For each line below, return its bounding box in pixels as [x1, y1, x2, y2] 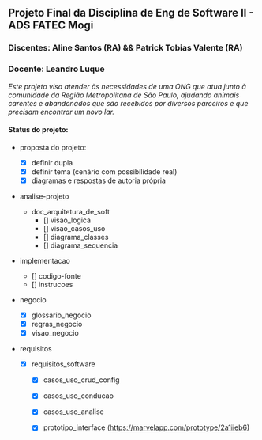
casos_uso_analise [43, 407, 104, 416]
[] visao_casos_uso [43, 224, 106, 233]
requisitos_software [31, 359, 96, 369]
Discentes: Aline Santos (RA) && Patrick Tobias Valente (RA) [8, 43, 243, 54]
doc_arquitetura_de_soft [31, 207, 110, 216]
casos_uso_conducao [43, 391, 114, 400]
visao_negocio [31, 328, 79, 338]
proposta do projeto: [19, 142, 87, 152]
